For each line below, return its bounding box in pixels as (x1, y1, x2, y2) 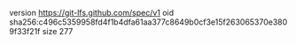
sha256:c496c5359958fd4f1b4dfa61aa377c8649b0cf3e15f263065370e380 (9, 17, 288, 27)
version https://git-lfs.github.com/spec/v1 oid (9, 8, 175, 18)
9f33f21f (9, 26, 41, 36)
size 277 (42, 26, 74, 36)
